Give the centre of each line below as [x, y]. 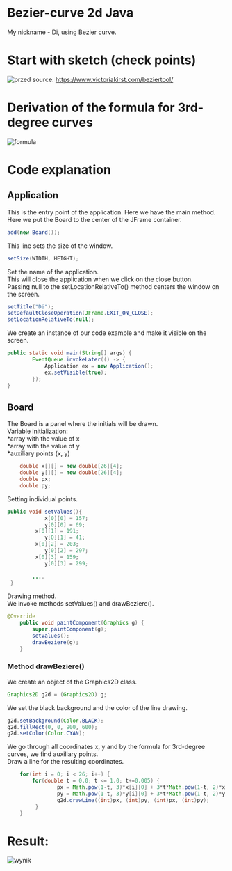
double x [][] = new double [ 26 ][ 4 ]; [71, 466]
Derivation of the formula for [91, 108]
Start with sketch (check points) [102, 60]
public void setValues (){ [44, 512]
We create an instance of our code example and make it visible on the [107, 333]
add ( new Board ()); [34, 232]
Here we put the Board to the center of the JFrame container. [94, 219]
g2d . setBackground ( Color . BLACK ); [56, 721]
